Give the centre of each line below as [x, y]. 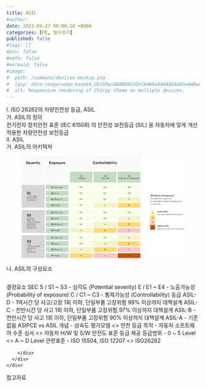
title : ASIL [21, 13]
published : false [29, 39]
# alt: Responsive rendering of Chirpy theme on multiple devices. [96, 91]
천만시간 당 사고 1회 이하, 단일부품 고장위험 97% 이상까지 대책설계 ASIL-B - [106, 310]
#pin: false [21, 52]
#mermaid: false [27, 64]
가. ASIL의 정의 [25, 117]
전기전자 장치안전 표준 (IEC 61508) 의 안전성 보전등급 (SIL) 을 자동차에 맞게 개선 [102, 125]
